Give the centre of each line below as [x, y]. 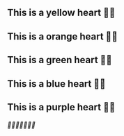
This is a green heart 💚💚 [60, 60]
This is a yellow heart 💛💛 [61, 13]
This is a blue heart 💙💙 [56, 84]
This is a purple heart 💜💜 [61, 107]
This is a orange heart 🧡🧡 [63, 36]
